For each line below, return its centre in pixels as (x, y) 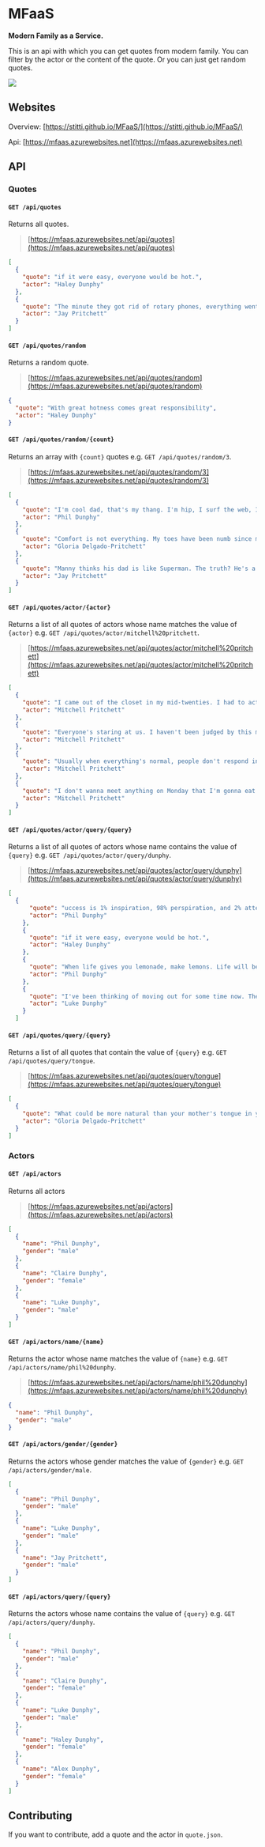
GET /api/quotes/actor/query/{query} (70, 830)
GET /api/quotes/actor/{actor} (60, 607)
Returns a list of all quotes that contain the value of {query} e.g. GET (118, 1052)
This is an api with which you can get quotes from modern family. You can (128, 51)
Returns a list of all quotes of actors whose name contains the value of (123, 847)
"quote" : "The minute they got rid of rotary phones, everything (132, 306)
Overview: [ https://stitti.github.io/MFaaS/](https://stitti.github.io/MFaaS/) (125, 127)
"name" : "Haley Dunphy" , (63, 1739)
